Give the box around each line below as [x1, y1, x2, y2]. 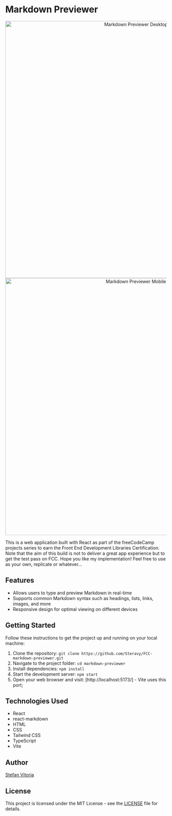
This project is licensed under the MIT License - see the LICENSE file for [5, 801, 158, 806]
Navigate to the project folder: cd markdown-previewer [12, 660, 125, 666]
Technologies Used [5, 697, 68, 705]
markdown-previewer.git [12, 656, 64, 661]
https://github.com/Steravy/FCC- [81, 651, 153, 656]
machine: [5, 640, 25, 646]
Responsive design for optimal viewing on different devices [12, 606, 138, 612]
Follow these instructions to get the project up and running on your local [5, 634, 158, 641]
